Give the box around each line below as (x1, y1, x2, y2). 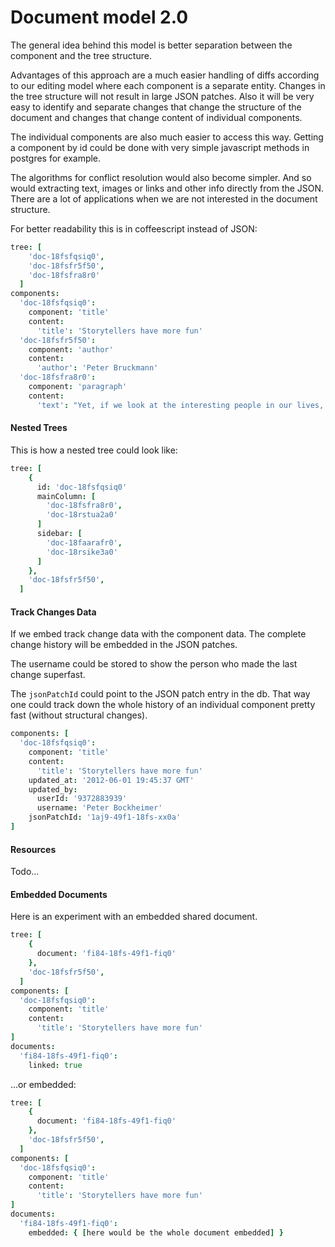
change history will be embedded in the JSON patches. (10, 639, 238, 651)
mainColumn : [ (36, 491, 97, 501)
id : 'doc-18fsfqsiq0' (36, 482, 128, 492)
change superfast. (10, 669, 86, 681)
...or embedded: (10, 1078, 77, 1090)
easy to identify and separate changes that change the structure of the (10, 101, 302, 113)
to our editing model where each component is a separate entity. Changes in (10, 79, 326, 91)
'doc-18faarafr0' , (46, 537, 123, 548)
